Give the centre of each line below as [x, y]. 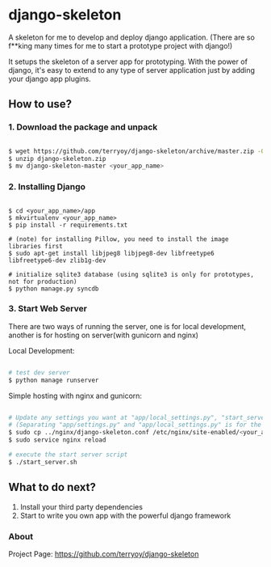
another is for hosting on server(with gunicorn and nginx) [104, 335]
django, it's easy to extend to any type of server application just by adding [132, 70]
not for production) [43, 281]
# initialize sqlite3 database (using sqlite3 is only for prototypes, [131, 274]
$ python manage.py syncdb [54, 289]
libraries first [35, 246]
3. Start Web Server [48, 309]
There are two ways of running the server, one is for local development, [127, 326]
